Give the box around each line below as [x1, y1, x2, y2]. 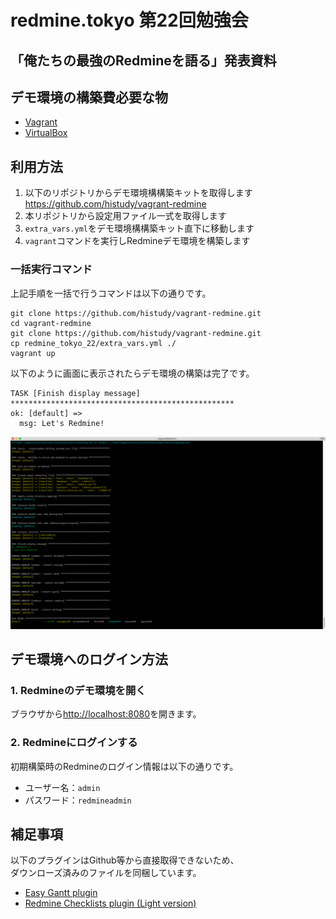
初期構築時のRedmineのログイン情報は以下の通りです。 [10, 760, 239, 772]
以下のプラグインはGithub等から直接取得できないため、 [10, 854, 240, 866]
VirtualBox [24, 127, 68, 139]
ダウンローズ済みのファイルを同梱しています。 [10, 867, 202, 879]
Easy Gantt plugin [24, 887, 98, 899]
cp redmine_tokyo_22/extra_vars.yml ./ [10, 338, 177, 348]
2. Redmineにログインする [10, 736, 138, 750]
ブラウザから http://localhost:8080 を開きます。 [10, 708, 202, 720]
